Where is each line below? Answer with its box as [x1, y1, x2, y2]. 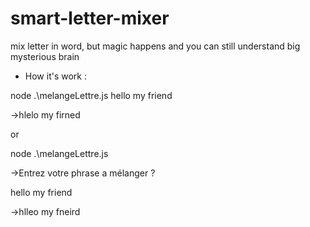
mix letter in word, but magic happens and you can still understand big [10, 40, 301, 52]
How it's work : [24, 70, 87, 82]
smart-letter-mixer [10, 7, 170, 30]
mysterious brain [10, 50, 80, 62]
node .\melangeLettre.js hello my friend [10, 89, 173, 101]
